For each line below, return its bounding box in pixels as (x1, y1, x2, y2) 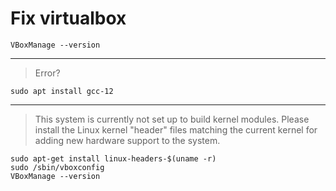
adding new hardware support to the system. (34, 134, 221, 146)
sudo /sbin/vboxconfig (10, 162, 105, 172)
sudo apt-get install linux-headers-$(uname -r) (10, 153, 217, 164)
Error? (34, 67, 61, 79)
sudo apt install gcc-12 (10, 86, 114, 96)
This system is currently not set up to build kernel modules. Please (34, 113, 310, 125)
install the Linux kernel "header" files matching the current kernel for (34, 123, 318, 136)
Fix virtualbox (10, 7, 127, 30)
